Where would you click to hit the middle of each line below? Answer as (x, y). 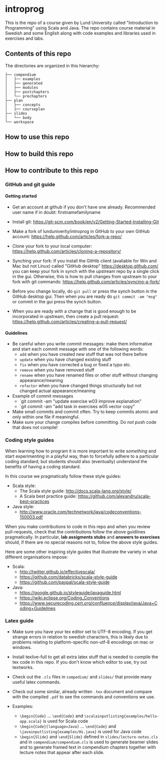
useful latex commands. (36, 682)
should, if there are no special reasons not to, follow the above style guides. (82, 542)
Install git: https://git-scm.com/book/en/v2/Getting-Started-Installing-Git (85, 222)
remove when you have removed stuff (57, 370)
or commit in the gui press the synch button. (57, 302)
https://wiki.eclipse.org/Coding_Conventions (64, 598)
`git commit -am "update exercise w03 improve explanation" (81, 401)
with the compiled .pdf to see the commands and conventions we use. (84, 697)
